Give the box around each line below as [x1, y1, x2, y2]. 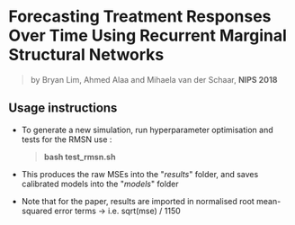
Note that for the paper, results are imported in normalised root [21, 195, 255, 206]
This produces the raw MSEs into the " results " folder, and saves [21, 168, 259, 179]
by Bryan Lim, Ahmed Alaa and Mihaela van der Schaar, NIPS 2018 [30, 74, 278, 85]
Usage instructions [8, 101, 118, 116]
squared [21, 205, 53, 216]
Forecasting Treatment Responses [8, 6, 272, 27]
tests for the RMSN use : [21, 133, 112, 145]
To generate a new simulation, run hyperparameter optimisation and [21, 124, 273, 135]
